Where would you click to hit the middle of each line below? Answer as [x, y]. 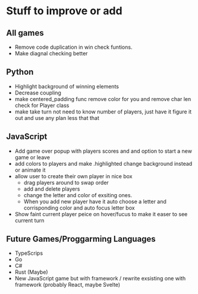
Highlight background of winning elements [67, 86]
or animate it [30, 170]
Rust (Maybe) [32, 272]
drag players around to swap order [66, 182]
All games [25, 33]
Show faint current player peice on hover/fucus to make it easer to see [101, 214]
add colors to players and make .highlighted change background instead [103, 163]
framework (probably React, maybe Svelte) [67, 285]
